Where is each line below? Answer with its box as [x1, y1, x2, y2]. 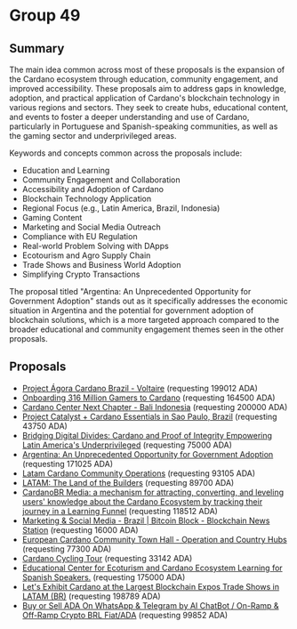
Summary [9, 41, 65, 56]
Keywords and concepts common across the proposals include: [9, 148, 243, 158]
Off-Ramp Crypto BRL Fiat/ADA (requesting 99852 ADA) [21, 609, 229, 620]
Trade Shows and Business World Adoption [21, 260, 181, 270]
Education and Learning [21, 165, 110, 175]
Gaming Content [21, 213, 83, 222]
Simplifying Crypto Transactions [21, 269, 140, 279]
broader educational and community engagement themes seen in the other [9, 324, 285, 335]
